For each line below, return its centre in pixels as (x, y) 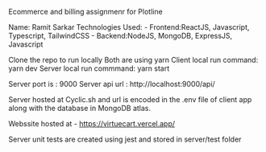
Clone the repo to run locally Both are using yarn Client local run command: (133, 60)
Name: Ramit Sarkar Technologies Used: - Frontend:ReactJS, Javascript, (129, 27)
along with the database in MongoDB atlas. (80, 108)
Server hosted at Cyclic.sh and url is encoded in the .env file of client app (130, 99)
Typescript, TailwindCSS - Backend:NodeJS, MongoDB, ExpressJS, (121, 36)
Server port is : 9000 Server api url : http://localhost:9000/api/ (112, 84)
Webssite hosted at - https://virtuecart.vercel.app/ (92, 123)
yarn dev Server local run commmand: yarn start (89, 68)
